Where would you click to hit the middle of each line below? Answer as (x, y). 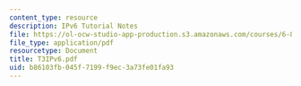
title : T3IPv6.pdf (43, 59)
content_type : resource (54, 17)
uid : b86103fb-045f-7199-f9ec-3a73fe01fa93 (92, 68)
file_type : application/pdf (62, 43)
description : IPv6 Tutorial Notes (74, 26)
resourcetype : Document (54, 51)
